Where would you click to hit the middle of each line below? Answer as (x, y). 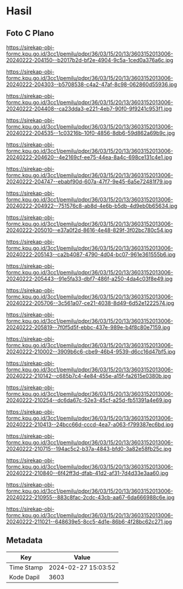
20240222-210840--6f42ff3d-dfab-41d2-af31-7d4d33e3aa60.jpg (87, 473)
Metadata (24, 540)
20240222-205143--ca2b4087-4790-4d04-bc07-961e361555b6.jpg (91, 254)
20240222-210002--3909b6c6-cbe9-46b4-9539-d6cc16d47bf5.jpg (91, 352)
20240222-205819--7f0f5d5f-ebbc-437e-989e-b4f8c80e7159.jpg (88, 327)
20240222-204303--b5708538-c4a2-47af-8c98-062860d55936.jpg (91, 84)
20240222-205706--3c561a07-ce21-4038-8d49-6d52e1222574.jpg (90, 303)
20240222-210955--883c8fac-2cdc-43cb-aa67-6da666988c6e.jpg (90, 497)
